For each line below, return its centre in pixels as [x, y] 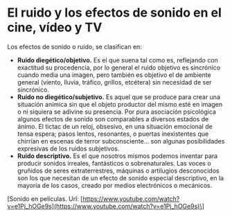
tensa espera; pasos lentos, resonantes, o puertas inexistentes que [113, 134]
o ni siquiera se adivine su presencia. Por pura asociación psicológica [117, 112]
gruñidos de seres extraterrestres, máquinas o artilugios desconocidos [118, 171]
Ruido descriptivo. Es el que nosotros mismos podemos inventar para [117, 156]
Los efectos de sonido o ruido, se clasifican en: [74, 46]
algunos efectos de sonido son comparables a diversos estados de [113, 119]
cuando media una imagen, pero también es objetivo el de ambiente [114, 75]
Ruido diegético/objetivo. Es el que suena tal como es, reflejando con [117, 60]
